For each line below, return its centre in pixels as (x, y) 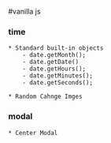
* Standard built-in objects (56, 48)
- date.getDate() (51, 62)
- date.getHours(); (54, 69)
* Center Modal (33, 133)
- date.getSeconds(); (57, 83)
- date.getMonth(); (54, 55)
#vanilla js (24, 11)
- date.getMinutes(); (57, 76)
